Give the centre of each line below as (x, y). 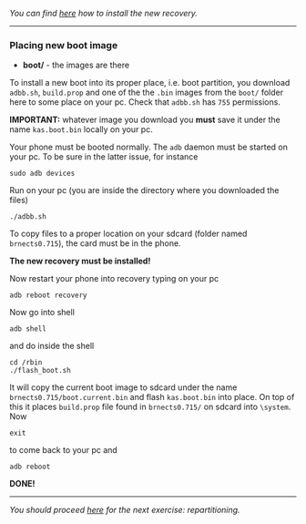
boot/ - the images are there (76, 65)
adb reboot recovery (49, 295)
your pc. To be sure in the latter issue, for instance (104, 157)
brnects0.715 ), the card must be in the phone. (95, 243)
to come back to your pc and (64, 450)
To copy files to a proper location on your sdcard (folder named (128, 234)
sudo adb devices (42, 174)
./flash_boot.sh (40, 371)
